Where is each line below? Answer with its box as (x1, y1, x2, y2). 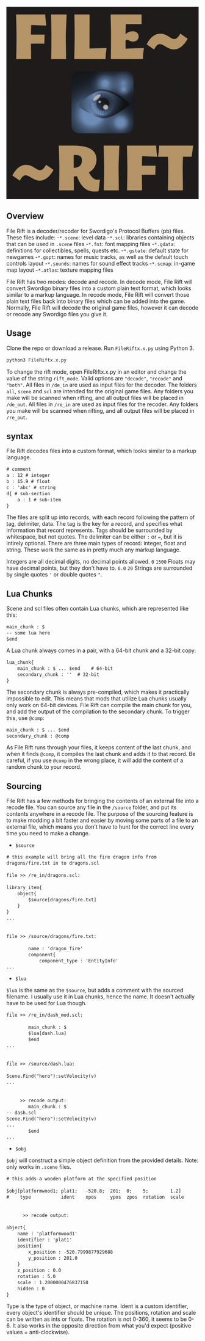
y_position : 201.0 (28, 1255, 78, 1261)
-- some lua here (6, 630, 51, 636)
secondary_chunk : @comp (6, 733, 70, 740)
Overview (6, 211, 45, 222)
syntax (6, 431, 34, 442)
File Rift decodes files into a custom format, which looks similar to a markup (6, 447, 196, 455)
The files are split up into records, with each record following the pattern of (6, 514, 195, 521)
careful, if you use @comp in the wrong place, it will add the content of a (6, 757, 184, 764)
